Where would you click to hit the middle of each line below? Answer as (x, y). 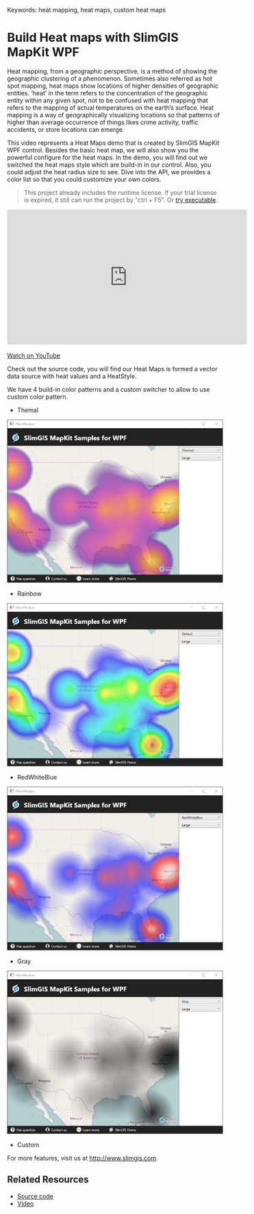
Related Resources (48, 1180)
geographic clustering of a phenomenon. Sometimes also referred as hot (110, 78)
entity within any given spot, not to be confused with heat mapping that (108, 100)
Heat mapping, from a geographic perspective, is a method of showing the (112, 71)
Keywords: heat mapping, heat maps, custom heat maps (87, 10)
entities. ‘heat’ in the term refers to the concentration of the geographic (107, 93)
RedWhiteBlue (37, 778)
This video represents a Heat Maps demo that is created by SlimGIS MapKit (113, 143)
